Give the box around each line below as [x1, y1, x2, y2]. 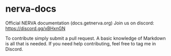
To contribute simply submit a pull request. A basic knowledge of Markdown [5, 35, 166, 41]
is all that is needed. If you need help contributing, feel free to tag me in [5, 40, 156, 46]
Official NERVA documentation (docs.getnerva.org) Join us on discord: [5, 20, 155, 26]
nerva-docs [5, 3, 56, 15]
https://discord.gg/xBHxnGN [5, 25, 66, 31]
